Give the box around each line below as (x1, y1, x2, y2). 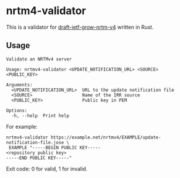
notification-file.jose (6, 139, 64, 145)
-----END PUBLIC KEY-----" (6, 155, 72, 161)
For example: (6, 123, 38, 130)
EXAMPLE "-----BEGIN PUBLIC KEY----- (8, 145, 101, 150)
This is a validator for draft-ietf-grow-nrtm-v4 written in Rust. (6, 23, 154, 31)
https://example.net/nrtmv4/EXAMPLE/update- (50, 134, 161, 140)
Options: (6, 108, 28, 113)
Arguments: (6, 82, 33, 88)
